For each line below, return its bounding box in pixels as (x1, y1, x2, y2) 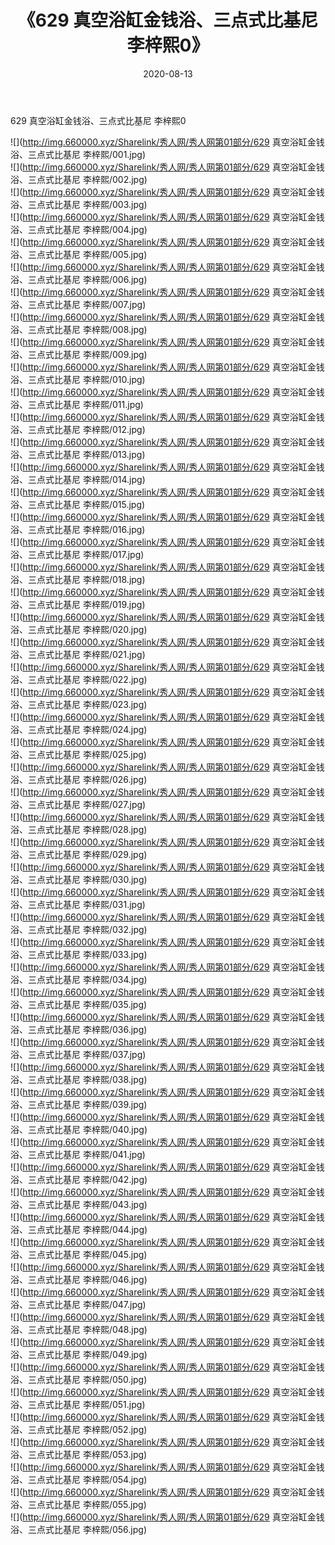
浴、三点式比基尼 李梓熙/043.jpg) (10, 1198, 148, 1210)
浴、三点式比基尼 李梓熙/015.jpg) (10, 498, 146, 510)
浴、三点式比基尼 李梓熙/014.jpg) (10, 473, 146, 485)
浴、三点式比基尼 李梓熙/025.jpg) (10, 748, 147, 760)
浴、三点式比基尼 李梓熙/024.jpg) (10, 723, 148, 735)
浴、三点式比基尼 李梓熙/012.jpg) (10, 423, 146, 435)
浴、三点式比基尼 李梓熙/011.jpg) (10, 398, 144, 410)
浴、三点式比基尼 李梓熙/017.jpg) (10, 548, 145, 560)
